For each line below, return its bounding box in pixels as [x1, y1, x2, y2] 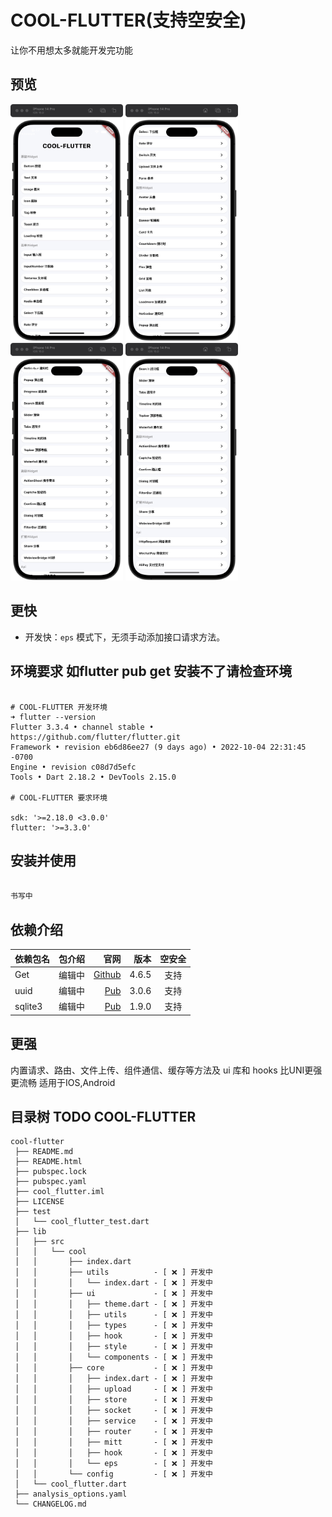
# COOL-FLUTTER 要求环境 [10, 792, 108, 803]
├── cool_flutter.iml [14, 1187, 105, 1197]
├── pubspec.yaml [14, 1177, 87, 1187]
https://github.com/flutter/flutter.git [10, 732, 182, 742]
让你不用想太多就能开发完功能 [10, 44, 133, 56]
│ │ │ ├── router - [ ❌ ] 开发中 [14, 1427, 213, 1437]
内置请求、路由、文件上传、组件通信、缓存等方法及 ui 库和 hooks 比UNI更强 [10, 1064, 323, 1076]
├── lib [14, 1227, 47, 1237]
